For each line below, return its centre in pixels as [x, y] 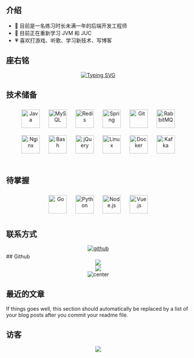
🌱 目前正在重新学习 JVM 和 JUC [53, 33]
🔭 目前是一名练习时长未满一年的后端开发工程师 [71, 26]
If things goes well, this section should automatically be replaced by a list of [97, 308]
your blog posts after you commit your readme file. [67, 315]
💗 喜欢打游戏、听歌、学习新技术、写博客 [63, 40]
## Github [18, 257]
